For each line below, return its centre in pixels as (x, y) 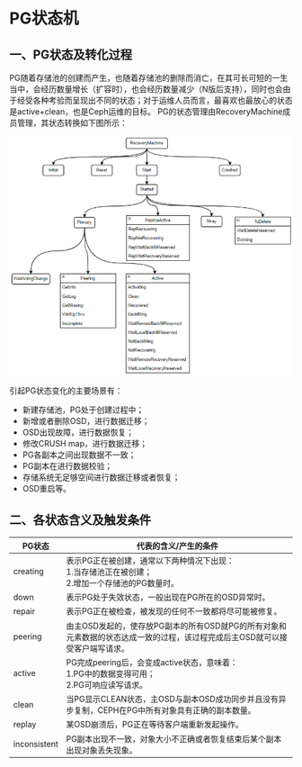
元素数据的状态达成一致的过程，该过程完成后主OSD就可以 (173, 636)
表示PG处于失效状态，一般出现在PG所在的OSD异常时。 (168, 597)
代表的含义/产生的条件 (177, 546)
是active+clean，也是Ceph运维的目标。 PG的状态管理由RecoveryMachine (146, 112)
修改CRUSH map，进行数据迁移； (85, 444)
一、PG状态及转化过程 (71, 54)
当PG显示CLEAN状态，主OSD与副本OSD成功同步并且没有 (172, 699)
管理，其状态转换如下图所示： (72, 123)
